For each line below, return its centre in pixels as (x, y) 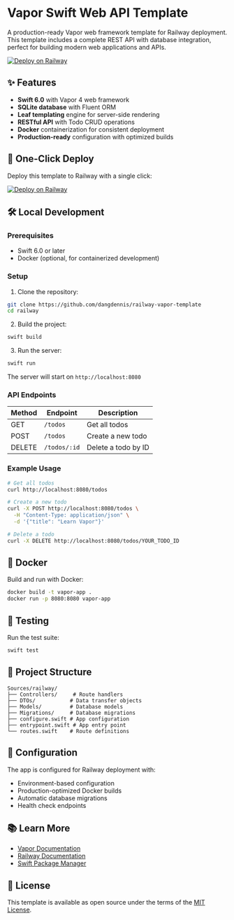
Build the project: (42, 324)
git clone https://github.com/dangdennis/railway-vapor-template (104, 305)
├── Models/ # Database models (65, 706)
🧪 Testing (28, 621)
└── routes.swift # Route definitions (68, 731)
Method (24, 413)
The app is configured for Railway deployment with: (81, 769)
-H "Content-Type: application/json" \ (72, 515)
